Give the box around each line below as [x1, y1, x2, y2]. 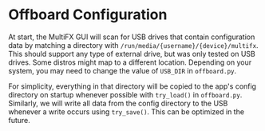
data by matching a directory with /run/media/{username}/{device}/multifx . [8, 40, 259, 50]
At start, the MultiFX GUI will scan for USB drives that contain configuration [8, 32, 255, 42]
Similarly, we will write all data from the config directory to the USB [8, 98, 228, 108]
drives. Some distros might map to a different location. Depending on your [8, 58, 252, 67]
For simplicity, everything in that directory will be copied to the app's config [8, 81, 257, 91]
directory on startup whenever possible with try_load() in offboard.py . [8, 89, 243, 99]
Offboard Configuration [8, 6, 168, 24]
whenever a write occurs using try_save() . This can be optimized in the [8, 106, 245, 117]
